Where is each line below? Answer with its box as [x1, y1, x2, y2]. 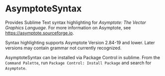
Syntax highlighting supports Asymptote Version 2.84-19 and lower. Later [5, 39, 155, 45]
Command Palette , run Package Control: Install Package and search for [5, 60, 152, 66]
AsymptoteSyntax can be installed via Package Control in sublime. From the [5, 54, 161, 60]
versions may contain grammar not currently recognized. [5, 45, 122, 51]
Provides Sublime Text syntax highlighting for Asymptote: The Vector [5, 19, 147, 25]
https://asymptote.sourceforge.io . [5, 30, 75, 36]
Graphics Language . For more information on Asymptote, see [5, 24, 131, 30]
